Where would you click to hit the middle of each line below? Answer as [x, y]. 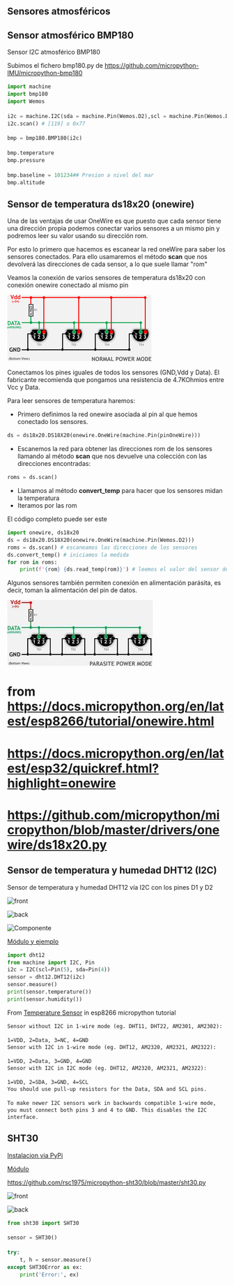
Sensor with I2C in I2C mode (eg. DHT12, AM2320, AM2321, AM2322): [107, 1068]
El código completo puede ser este [57, 519]
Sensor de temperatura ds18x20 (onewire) [101, 204]
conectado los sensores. [53, 422]
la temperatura [38, 498]
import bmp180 [28, 94]
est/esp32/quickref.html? [83, 768]
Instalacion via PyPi [35, 1155]
